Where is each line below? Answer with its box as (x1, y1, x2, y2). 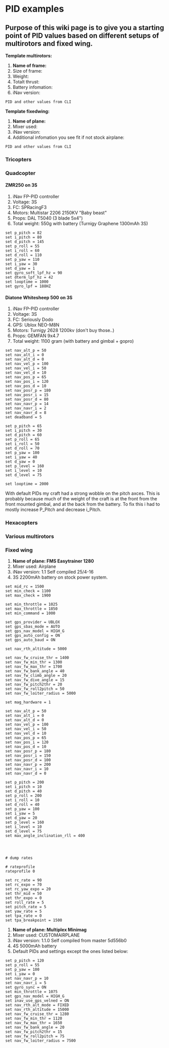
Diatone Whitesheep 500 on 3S (5, 294, 73, 301)
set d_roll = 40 (5, 802, 40, 807)
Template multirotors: (5, 53, 52, 58)
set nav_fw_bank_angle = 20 (5, 1025, 65, 1030)
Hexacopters (5, 519, 38, 526)
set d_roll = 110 (5, 253, 42, 258)
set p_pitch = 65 (5, 424, 42, 429)
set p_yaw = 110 (5, 257, 40, 262)
